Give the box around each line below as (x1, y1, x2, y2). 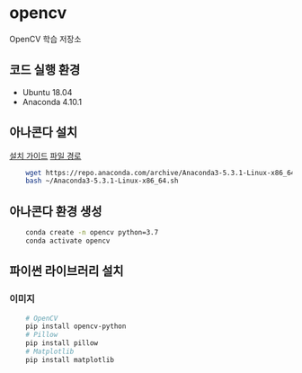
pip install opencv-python (25, 322, 127, 331)
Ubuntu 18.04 (22, 86, 73, 97)
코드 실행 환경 (9, 62, 81, 78)
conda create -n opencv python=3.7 (25, 228, 159, 237)
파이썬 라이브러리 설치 (9, 263, 124, 279)
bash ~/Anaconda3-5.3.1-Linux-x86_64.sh (25, 176, 179, 186)
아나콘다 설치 (9, 125, 78, 140)
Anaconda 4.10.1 (22, 96, 83, 107)
